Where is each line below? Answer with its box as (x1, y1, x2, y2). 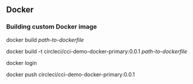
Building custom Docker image (6, 23, 97, 31)
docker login (6, 59, 37, 66)
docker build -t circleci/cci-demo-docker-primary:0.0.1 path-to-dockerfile (6, 48, 188, 55)
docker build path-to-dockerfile (6, 36, 84, 43)
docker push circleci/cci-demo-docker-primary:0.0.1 (6, 71, 135, 78)
